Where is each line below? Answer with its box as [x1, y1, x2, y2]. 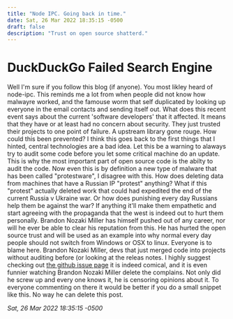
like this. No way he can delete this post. [7, 290, 123, 299]
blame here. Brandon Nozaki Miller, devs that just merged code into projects [7, 246, 226, 255]
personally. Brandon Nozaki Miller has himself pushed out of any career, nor [7, 216, 226, 225]
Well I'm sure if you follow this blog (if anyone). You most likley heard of [7, 83, 213, 91]
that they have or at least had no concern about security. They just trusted [7, 120, 221, 128]
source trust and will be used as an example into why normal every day [7, 231, 211, 239]
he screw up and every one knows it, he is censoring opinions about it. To [7, 276, 219, 284]
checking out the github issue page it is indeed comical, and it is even [7, 261, 208, 269]
